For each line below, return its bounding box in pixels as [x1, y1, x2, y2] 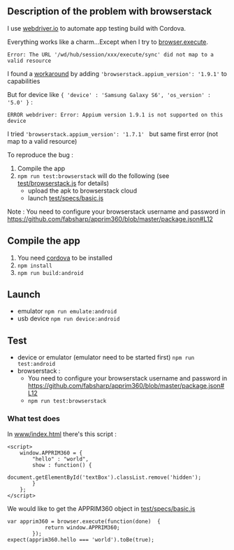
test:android [17, 361, 56, 368]
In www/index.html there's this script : [7, 429, 117, 438]
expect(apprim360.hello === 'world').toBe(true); [7, 536, 155, 543]
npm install [17, 262, 52, 269]
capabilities [7, 77, 41, 85]
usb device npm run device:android [17, 314, 120, 323]
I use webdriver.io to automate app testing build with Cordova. [7, 24, 187, 32]
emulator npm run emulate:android [17, 307, 117, 315]
